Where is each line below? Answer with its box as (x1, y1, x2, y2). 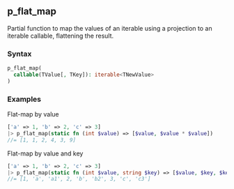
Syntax (7, 49, 32, 59)
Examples (7, 94, 42, 104)
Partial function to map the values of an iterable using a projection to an (7, 24, 212, 32)
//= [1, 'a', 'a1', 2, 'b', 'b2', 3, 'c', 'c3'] (7, 176, 151, 183)
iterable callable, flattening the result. (7, 31, 114, 40)
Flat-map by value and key (7, 149, 84, 158)
